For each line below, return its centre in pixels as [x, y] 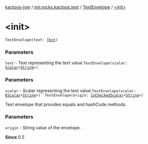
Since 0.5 [15, 137]
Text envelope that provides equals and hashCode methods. [66, 104]
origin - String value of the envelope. [43, 127]
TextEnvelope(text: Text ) [31, 40]
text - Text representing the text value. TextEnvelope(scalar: [66, 63]
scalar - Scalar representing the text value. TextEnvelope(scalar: [71, 91]
